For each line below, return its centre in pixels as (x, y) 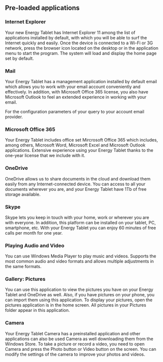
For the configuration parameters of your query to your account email (75, 111)
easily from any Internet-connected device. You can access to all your (75, 184)
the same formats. (23, 267)
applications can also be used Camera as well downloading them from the (79, 339)
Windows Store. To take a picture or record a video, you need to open (75, 344)
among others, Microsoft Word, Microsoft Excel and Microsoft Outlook (75, 145)
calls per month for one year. (34, 233)
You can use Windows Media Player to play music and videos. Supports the (81, 256)
